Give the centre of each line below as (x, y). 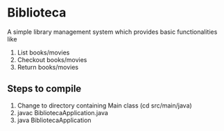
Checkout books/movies (52, 59)
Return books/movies (48, 67)
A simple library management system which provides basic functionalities (112, 32)
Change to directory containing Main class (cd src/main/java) (104, 105)
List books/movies (43, 52)
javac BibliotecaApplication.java (63, 112)
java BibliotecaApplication (54, 120)
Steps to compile (44, 89)
